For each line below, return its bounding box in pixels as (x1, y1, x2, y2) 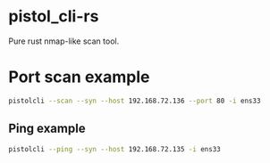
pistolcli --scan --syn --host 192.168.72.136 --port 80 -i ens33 (8, 96, 261, 105)
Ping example (8, 121, 86, 136)
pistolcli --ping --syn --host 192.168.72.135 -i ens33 (8, 144, 221, 153)
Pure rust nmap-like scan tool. (8, 36, 120, 46)
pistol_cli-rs (8, 6, 99, 27)
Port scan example (8, 67, 150, 87)
